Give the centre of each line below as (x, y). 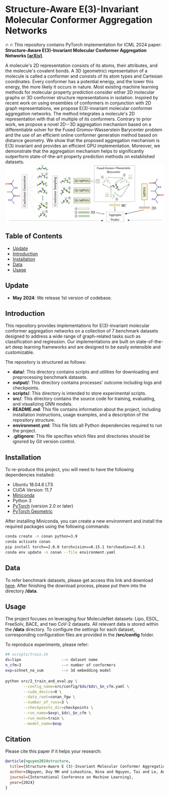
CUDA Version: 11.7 (32, 490)
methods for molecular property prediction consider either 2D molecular (80, 92)
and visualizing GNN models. (43, 404)
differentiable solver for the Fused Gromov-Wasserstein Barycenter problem (84, 129)
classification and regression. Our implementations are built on (70, 342)
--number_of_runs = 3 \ (46, 702)
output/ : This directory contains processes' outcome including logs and (87, 383)
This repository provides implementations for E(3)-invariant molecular (77, 325)
